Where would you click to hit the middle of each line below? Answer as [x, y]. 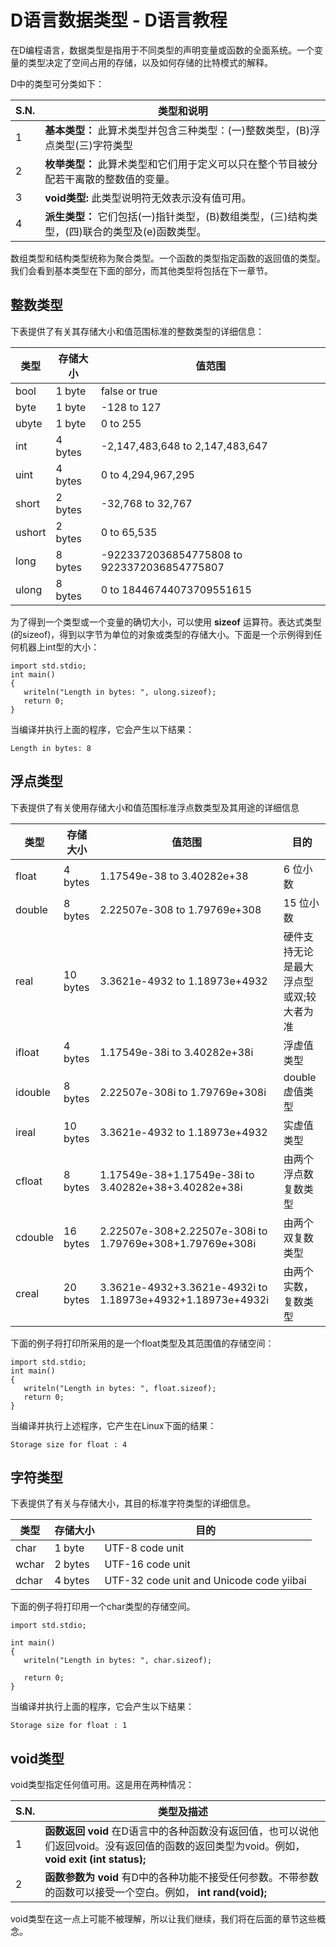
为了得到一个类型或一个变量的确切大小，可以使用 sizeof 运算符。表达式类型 [166, 622]
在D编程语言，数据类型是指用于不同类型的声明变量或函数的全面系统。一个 [162, 50]
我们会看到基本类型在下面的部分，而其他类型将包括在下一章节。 [141, 270]
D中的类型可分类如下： [57, 83]
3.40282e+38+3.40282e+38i [171, 1187]
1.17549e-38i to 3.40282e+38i [176, 1052]
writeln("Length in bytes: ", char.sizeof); [118, 1661]
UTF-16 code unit [147, 1564]
